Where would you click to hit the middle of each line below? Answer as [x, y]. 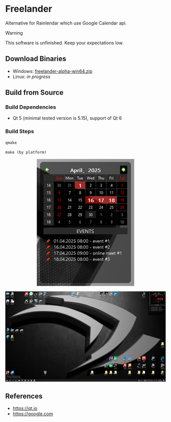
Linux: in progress [32, 77]
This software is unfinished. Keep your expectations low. [64, 43]
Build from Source [34, 93]
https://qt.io [25, 408]
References [24, 396]
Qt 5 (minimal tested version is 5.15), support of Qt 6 [67, 118]
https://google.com [33, 414]
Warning [14, 33]
